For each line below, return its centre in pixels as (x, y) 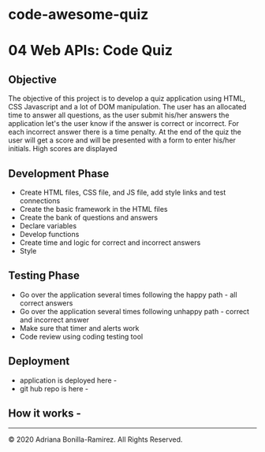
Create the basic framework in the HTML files (93, 209)
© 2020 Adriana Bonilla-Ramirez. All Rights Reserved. (95, 439)
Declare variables (48, 226)
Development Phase (59, 174)
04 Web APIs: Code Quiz (91, 51)
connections (40, 201)
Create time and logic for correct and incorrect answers (110, 243)
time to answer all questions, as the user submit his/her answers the (119, 115)
